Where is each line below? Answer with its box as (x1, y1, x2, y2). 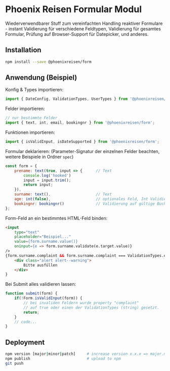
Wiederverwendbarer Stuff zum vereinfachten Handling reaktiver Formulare (5, 20, 163, 26)
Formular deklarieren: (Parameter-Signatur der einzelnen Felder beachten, (5, 148, 160, 154)
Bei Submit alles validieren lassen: (5, 281, 76, 287)
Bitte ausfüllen (23, 263, 58, 268)
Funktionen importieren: (5, 129, 55, 135)
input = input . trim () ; (23, 177, 71, 183)
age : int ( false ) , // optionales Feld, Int (14, 197, 148, 202)
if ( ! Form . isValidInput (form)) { (14, 295, 82, 301)
